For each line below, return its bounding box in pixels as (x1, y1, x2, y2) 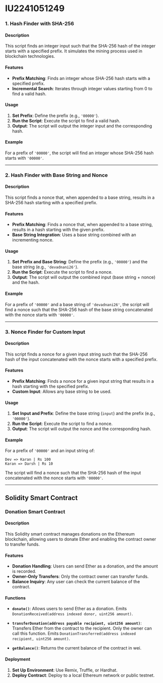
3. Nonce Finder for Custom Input (5, 328, 85, 335)
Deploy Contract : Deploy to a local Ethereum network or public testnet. (12, 672, 155, 678)
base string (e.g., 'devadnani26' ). (12, 264, 79, 270)
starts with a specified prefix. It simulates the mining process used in (5, 48, 143, 54)
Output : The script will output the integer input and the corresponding (12, 123, 152, 129)
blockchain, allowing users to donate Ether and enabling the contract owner (5, 536, 156, 542)
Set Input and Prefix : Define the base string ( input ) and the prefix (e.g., (12, 410, 155, 416)
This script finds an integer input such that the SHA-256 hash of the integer (5, 43, 156, 49)
